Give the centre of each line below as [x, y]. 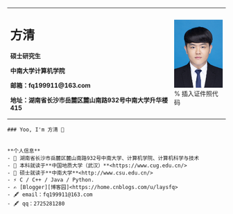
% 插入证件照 [193, 93]
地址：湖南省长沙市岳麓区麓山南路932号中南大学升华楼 [89, 100]
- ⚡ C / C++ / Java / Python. [51, 180]
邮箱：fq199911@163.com [51, 85]
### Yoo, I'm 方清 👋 [36, 130]
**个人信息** [24, 151]
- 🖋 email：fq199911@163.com [50, 195]
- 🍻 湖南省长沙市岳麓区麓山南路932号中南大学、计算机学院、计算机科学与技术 [103, 159]
